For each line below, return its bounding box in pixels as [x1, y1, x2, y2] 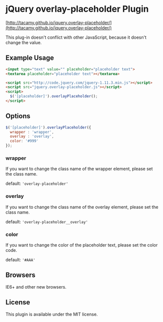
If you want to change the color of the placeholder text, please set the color [5, 242, 158, 248]
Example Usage [5, 54, 54, 62]
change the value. [5, 39, 42, 45]
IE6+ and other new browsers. [5, 284, 67, 290]
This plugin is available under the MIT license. [5, 311, 98, 317]
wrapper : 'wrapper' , [10, 129, 54, 134]
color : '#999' [10, 139, 39, 144]
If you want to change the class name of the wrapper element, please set [5, 166, 153, 172]
